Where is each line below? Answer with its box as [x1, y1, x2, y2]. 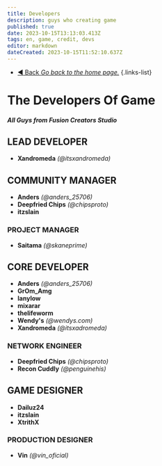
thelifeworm [17, 309, 54, 317]
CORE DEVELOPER [7, 261, 89, 273]
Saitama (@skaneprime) [17, 241, 88, 249]
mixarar [17, 302, 40, 310]
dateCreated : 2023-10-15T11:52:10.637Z [7, 49, 123, 56]
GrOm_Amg [17, 287, 52, 296]
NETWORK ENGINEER [7, 342, 82, 351]
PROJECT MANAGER [7, 225, 79, 235]
